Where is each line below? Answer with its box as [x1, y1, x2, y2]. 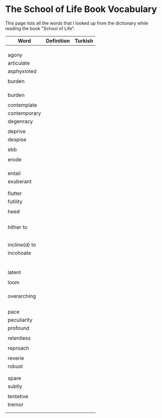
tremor [7, 401, 23, 408]
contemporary [7, 109, 41, 116]
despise [7, 136, 26, 143]
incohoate [7, 249, 31, 256]
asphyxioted [7, 68, 36, 75]
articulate [7, 59, 30, 66]
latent [7, 269, 21, 276]
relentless [7, 334, 31, 341]
